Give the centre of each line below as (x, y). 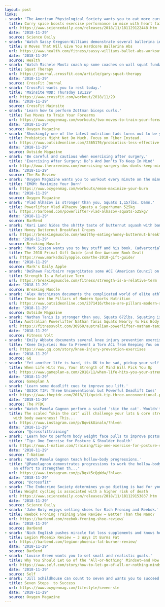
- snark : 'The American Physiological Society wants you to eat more (78, 19)
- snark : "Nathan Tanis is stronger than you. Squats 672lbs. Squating (80, 317)
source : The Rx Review (32, 175)
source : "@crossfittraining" (39, 432)
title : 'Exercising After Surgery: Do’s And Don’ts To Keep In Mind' (82, 161)
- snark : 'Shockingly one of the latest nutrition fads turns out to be (81, 134)
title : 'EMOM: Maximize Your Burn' (46, 184)
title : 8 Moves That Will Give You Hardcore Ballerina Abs (71, 46)
